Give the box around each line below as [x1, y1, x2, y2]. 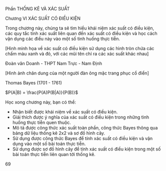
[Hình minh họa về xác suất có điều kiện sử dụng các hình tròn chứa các [5, 45, 154, 51]
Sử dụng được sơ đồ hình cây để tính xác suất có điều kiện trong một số [12, 146, 161, 152]
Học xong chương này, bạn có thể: [5, 99, 76, 105]
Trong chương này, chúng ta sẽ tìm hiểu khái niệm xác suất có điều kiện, [5, 25, 154, 31]
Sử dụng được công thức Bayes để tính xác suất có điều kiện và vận [12, 135, 153, 141]
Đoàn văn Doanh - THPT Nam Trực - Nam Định [5, 60, 102, 66]
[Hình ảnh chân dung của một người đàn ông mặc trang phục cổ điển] [5, 70, 149, 76]
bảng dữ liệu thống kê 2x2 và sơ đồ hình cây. [12, 130, 105, 136]
